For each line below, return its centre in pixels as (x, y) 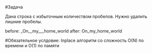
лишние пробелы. (24, 22)
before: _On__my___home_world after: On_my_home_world (64, 31)
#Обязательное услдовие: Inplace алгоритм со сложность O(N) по (75, 40)
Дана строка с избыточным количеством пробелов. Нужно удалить (76, 16)
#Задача (14, 7)
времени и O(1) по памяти (32, 45)
